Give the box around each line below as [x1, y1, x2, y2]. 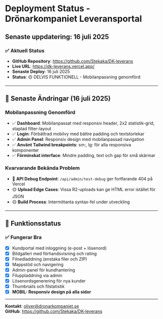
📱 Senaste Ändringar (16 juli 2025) [5, 94, 111, 103]
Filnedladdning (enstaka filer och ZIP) [12, 256, 87, 262]
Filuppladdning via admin [12, 272, 63, 278]
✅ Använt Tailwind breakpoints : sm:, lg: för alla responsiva [12, 142, 131, 147]
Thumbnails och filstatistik [12, 283, 65, 289]
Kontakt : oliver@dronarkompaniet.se [5, 303, 79, 309]
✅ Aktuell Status [5, 47, 45, 54]
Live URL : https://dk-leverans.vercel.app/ [12, 63, 95, 69]
